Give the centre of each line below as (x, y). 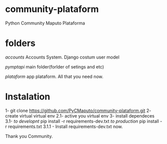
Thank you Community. (29, 136)
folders (20, 43)
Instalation (28, 97)
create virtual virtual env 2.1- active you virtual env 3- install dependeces (80, 115)
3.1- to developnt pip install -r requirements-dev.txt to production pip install (82, 121)
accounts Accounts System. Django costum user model (62, 57)
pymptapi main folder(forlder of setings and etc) (55, 66)
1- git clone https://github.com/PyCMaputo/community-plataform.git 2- (78, 110)
